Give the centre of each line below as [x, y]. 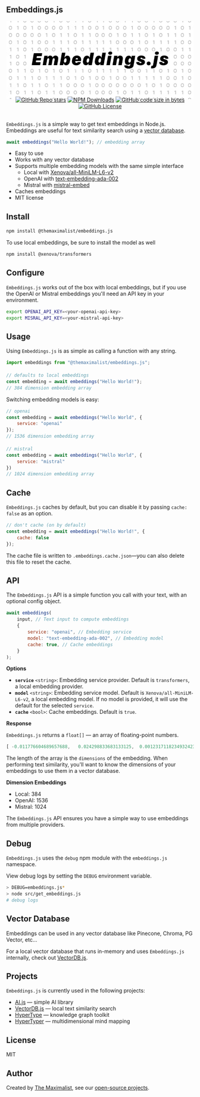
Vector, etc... [22, 939]
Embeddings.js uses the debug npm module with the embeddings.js [87, 858]
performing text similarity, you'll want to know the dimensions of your [91, 765]
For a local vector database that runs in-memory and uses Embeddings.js [95, 951]
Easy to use [29, 153]
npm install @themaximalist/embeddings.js [60, 231]
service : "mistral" [41, 462]
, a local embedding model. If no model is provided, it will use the [108, 699]
